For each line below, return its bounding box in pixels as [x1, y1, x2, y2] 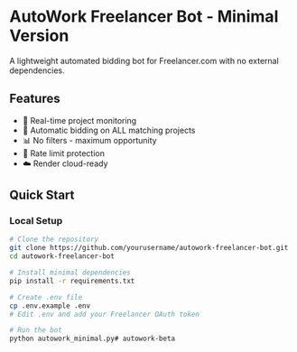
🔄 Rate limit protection [22, 147, 106, 159]
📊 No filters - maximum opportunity [22, 134, 157, 145]
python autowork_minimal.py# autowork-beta [9, 334, 176, 344]
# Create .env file [9, 292, 83, 301]
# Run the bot [9, 326, 63, 335]
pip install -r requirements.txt [9, 276, 135, 285]
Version [9, 25, 70, 46]
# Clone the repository [9, 235, 99, 245]
